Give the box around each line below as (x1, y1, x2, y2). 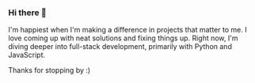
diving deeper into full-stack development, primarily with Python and (8, 42, 232, 51)
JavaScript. (8, 51, 46, 60)
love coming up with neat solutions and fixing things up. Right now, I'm (8, 33, 238, 43)
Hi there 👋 (8, 7, 48, 18)
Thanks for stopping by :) (8, 66, 91, 75)
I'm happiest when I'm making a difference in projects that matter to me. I (8, 25, 247, 35)
